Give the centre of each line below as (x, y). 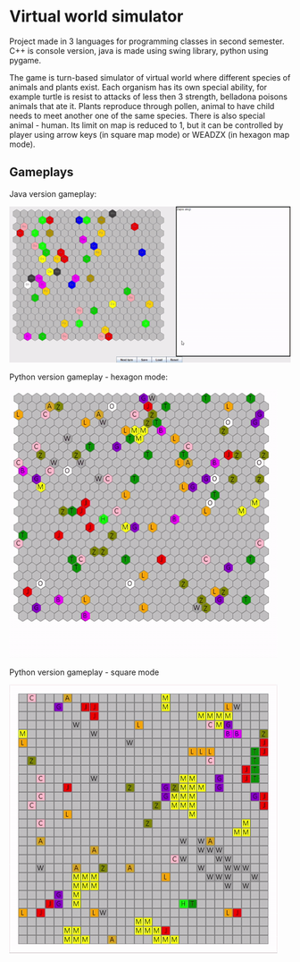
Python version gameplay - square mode (84, 672)
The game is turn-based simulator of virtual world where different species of (150, 77)
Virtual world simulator (96, 17)
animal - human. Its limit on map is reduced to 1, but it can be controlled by (146, 125)
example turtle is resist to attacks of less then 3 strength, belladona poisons (149, 97)
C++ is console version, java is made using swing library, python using (139, 50)
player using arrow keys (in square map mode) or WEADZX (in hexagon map (150, 134)
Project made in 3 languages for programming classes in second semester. (147, 41)
